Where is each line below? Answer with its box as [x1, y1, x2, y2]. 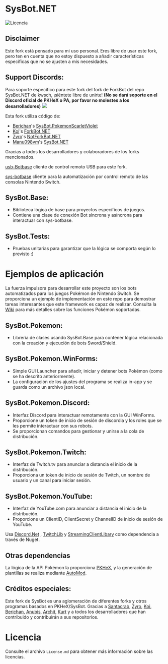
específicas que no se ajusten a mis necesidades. [5, 58, 109, 65]
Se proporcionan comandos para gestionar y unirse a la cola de [12, 428, 144, 434]
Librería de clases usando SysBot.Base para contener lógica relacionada [12, 334, 163, 340]
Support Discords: [5, 73, 64, 82]
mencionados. [5, 154, 35, 160]
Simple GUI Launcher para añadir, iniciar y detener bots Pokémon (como [12, 368, 162, 374]
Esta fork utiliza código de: [5, 113, 61, 119]
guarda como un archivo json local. [12, 384, 86, 390]
